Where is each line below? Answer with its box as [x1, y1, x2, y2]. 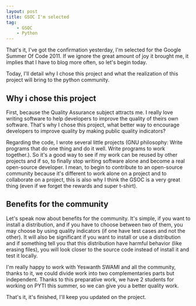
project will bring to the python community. [6, 77, 110, 84]
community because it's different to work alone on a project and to [6, 170, 167, 177]
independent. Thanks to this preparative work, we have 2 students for [6, 276, 174, 283]
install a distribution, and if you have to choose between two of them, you [6, 221, 183, 228]
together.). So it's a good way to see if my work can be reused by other [6, 151, 178, 158]
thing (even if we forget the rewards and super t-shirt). [6, 182, 137, 189]
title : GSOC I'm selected [6, 14, 69, 20]
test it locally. [6, 252, 38, 259]
